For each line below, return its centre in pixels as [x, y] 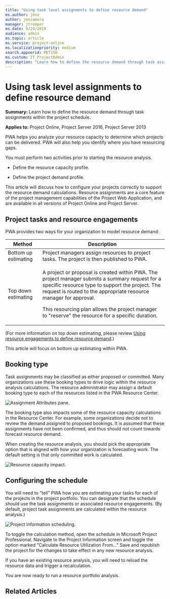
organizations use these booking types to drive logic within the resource [80, 382]
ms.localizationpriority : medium [40, 48]
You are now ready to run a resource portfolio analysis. [62, 575]
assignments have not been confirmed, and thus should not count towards [83, 429]
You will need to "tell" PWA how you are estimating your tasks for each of [82, 493]
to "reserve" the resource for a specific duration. [100, 316]
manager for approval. [69, 298]
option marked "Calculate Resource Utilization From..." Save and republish [82, 545]
